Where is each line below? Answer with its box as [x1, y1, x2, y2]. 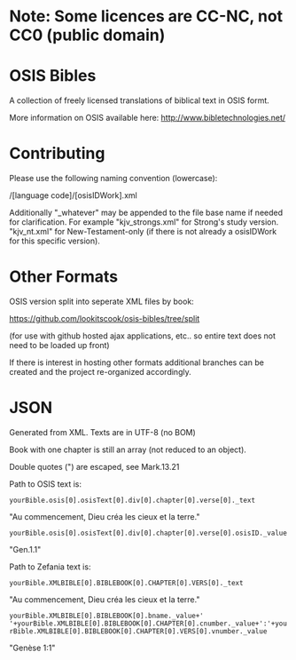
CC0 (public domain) [9, 25, 166, 45]
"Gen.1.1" [9, 544, 42, 554]
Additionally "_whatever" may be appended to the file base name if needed [9, 207, 284, 219]
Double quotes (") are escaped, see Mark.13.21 [9, 461, 180, 472]
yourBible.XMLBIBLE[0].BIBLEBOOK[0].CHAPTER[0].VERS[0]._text [9, 578, 244, 587]
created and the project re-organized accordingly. [9, 367, 192, 377]
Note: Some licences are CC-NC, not [9, 6, 284, 27]
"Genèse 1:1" [9, 642, 56, 653]
